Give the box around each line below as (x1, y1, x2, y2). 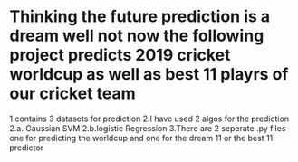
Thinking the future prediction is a (9, 6, 271, 27)
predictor (9, 142, 43, 153)
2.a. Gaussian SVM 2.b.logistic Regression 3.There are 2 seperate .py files (9, 122, 286, 133)
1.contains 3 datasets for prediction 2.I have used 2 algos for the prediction (9, 113, 290, 124)
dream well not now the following (9, 25, 264, 46)
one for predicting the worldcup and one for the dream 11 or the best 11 (9, 132, 274, 143)
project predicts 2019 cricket (9, 45, 231, 65)
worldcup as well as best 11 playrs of (9, 64, 289, 85)
